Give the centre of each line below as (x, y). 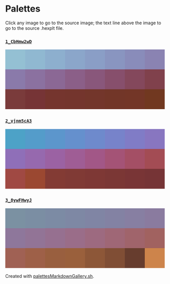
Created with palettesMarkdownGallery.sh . (50, 276)
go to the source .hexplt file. (35, 28)
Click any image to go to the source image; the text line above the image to (83, 23)
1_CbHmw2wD (18, 41)
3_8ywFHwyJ (18, 200)
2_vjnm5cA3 (18, 121)
